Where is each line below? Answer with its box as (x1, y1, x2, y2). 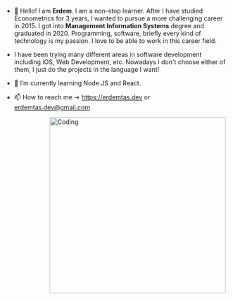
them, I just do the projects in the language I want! (13, 66, 160, 73)
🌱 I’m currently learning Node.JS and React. (13, 79, 141, 87)
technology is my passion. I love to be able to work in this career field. (13, 37, 217, 45)
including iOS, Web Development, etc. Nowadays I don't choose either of (13, 58, 226, 66)
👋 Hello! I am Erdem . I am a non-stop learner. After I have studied (13, 7, 203, 15)
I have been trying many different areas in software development (13, 50, 202, 59)
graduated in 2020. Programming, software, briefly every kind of (13, 29, 202, 37)
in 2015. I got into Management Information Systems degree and (13, 22, 204, 30)
